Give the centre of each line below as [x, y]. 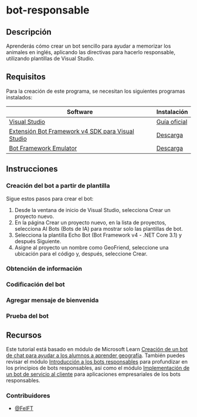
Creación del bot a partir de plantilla [58, 186]
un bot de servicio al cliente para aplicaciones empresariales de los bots [93, 374]
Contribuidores [28, 395]
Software [80, 112]
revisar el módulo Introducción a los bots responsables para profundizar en [97, 361]
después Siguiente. [38, 241]
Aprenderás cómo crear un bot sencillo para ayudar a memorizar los [89, 46]
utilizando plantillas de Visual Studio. [50, 58]
